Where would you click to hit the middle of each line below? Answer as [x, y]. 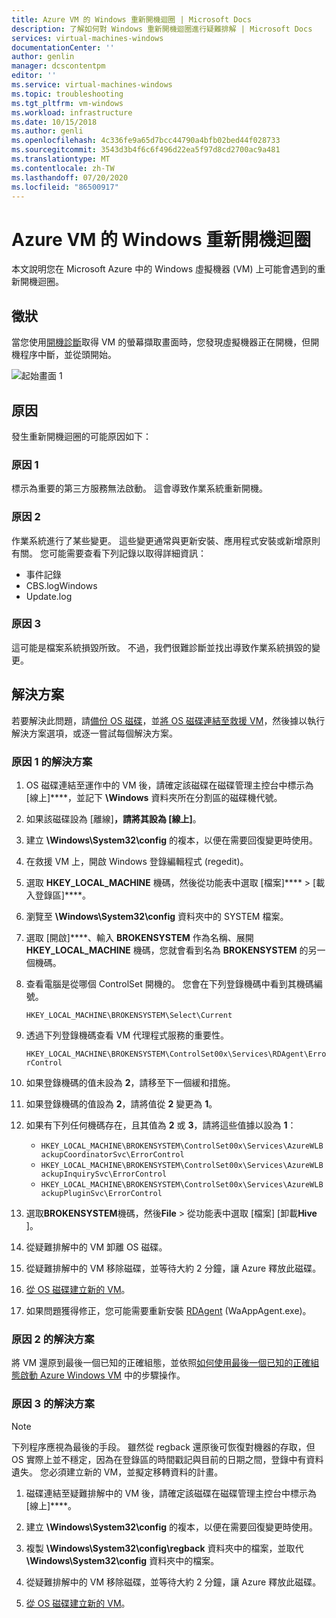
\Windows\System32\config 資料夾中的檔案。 [122, 1560]
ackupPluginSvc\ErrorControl [101, 1193]
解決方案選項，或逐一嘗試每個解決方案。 [94, 733]
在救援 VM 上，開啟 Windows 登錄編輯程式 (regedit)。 [137, 861]
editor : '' [34, 76]
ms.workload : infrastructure [72, 112]
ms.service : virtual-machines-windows [92, 85]
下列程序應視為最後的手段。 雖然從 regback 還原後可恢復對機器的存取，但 [163, 1447]
